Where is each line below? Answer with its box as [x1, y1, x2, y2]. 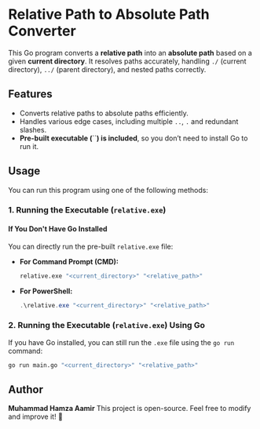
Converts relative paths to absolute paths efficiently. [19, 108, 189, 118]
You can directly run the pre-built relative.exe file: [8, 242, 174, 251]
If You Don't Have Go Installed [8, 224, 108, 234]
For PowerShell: [19, 286, 73, 296]
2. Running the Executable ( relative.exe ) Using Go [8, 320, 206, 331]
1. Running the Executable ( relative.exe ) [8, 205, 167, 216]
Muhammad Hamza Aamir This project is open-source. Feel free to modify [8, 404, 251, 413]
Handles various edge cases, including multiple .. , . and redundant [19, 116, 239, 126]
